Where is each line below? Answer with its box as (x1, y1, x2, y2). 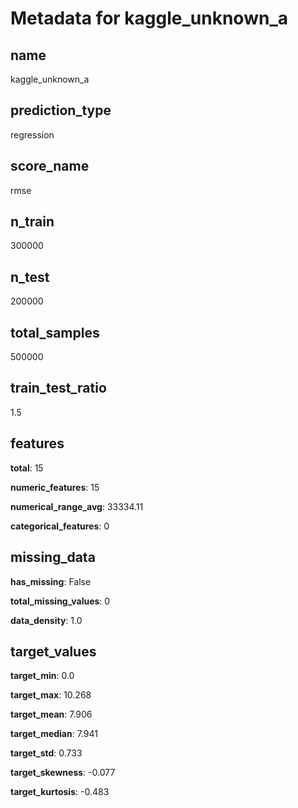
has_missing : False (10, 575, 92, 587)
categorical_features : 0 (10, 520, 110, 532)
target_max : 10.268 (10, 689, 92, 701)
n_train (10, 213, 55, 231)
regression (10, 128, 55, 141)
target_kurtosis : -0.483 (10, 786, 110, 798)
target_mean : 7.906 (10, 708, 93, 721)
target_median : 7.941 (10, 728, 98, 740)
